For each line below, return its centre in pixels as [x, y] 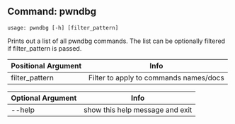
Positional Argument [46, 66]
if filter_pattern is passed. [45, 48]
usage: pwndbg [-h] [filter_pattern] [63, 27]
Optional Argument [44, 98]
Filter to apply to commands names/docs [156, 77]
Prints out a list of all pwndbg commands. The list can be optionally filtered [116, 41]
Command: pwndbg [52, 12]
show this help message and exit [138, 110]
